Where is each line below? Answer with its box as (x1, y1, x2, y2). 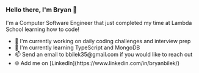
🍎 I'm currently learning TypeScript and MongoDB (14, 44, 140, 51)
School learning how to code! (5, 26, 80, 33)
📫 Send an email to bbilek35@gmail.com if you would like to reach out (14, 51, 193, 58)
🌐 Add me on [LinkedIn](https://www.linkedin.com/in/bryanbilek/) (14, 60, 180, 67)
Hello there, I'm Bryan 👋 (5, 5, 78, 14)
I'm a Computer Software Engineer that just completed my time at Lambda (5, 19, 192, 27)
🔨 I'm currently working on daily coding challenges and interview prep (14, 38, 191, 45)
